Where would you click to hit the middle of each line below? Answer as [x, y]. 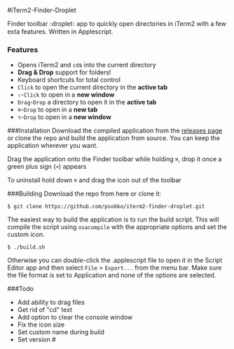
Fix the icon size [41, 324]
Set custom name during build [61, 332]
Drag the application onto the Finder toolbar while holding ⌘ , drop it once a [115, 159]
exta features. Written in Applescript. [60, 32]
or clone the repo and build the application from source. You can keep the [114, 138]
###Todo [20, 289]
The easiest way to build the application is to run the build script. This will [113, 219]
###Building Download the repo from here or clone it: [84, 194]
